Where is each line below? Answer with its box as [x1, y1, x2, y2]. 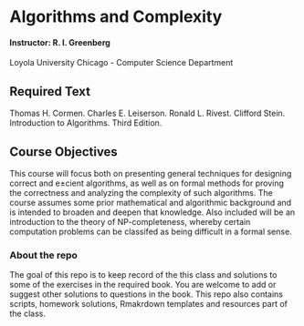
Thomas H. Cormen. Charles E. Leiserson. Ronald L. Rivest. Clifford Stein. [9, 107, 286, 119]
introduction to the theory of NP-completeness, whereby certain [9, 217, 251, 228]
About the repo [9, 249, 78, 261]
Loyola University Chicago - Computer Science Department [9, 57, 234, 68]
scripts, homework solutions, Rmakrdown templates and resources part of [9, 299, 288, 310]
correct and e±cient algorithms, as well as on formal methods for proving [9, 178, 285, 188]
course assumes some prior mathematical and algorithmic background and [9, 198, 292, 209]
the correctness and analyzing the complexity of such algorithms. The [9, 188, 274, 199]
